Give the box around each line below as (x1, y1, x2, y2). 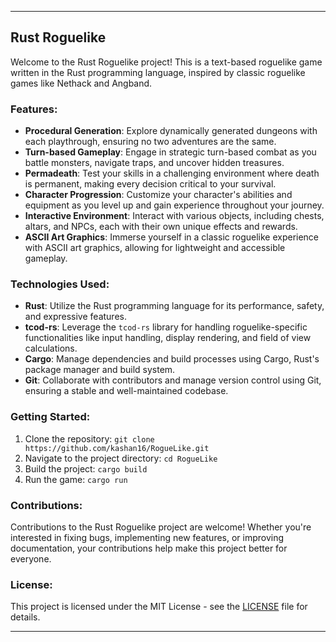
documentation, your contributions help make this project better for (10, 542, 288, 554)
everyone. (10, 553, 52, 565)
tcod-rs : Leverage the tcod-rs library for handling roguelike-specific (24, 321, 308, 333)
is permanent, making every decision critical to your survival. (24, 178, 277, 190)
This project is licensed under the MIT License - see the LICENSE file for (10, 601, 308, 613)
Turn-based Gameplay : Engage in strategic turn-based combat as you (24, 146, 317, 158)
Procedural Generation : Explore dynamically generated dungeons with (24, 125, 318, 137)
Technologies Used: (10, 277, 110, 291)
